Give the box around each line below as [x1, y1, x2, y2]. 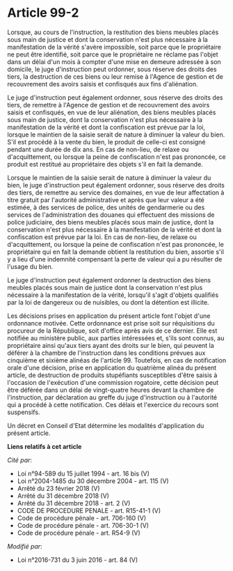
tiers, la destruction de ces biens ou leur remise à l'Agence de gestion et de [7, 72, 224, 81]
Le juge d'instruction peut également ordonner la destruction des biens [7, 275, 211, 284]
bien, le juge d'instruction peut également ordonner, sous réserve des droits [7, 181, 225, 189]
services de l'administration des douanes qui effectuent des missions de [7, 211, 215, 219]
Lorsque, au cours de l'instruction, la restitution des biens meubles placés [7, 28, 219, 36]
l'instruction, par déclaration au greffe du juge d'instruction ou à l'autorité [7, 393, 218, 402]
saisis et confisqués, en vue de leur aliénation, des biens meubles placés [7, 108, 216, 116]
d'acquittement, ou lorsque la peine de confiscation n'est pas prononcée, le [7, 240, 224, 248]
